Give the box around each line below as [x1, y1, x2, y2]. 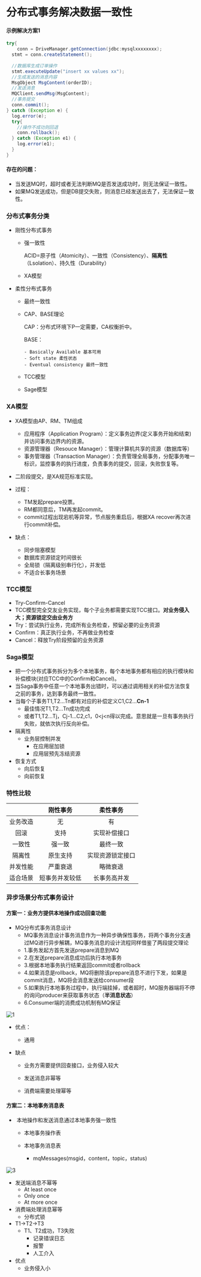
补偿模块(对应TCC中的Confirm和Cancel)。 [14, 675, 120, 682]
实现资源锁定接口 [87, 852, 136, 860]
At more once [23, 1198, 58, 1206]
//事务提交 [11, 97, 35, 103]
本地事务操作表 [23, 1129, 61, 1136]
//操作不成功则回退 [17, 124, 59, 130]
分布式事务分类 [6, 211, 50, 220]
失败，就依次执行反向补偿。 [23, 720, 93, 727]
